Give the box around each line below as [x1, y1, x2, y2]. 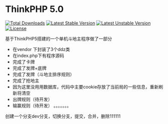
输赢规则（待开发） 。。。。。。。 [12, 102, 71, 108]
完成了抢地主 [12, 77, 39, 83]
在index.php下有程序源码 [12, 52, 64, 58]
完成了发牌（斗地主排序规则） [12, 71, 74, 77]
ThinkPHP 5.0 [5, 3, 64, 15]
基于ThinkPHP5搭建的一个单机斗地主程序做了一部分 [5, 35, 112, 41]
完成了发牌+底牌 [12, 65, 47, 71]
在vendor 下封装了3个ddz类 [12, 46, 70, 52]
